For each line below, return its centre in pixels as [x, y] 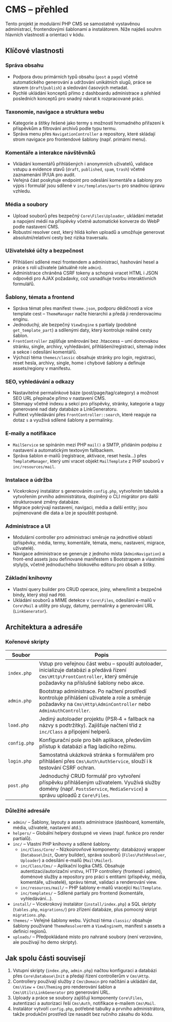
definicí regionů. [30, 931]
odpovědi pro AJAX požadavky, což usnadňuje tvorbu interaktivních [84, 278]
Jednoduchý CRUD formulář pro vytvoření [90, 776]
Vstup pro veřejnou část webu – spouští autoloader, [101, 664]
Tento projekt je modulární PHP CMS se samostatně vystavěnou [73, 24]
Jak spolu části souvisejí [45, 958]
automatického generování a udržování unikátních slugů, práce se [82, 82]
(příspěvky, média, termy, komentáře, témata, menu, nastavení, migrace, [89, 543]
